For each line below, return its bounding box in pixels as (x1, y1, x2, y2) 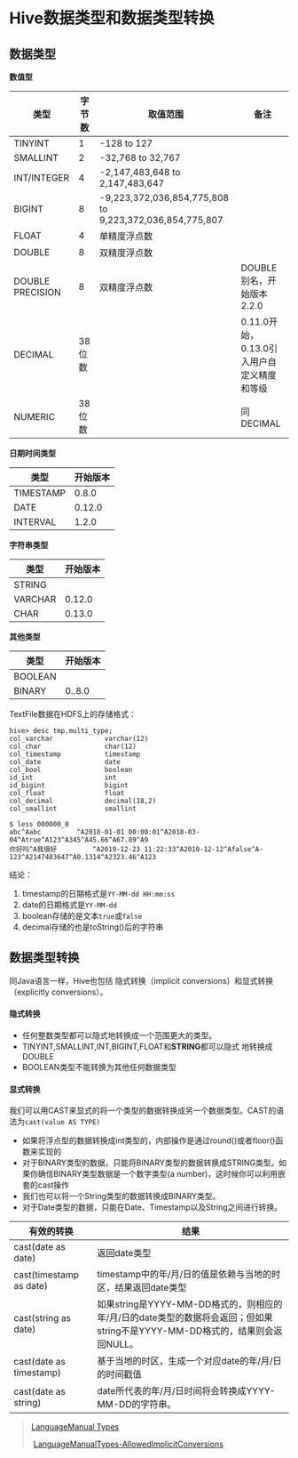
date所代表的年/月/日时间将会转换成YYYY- (97, 1385, 276, 1398)
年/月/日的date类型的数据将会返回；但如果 (97, 1311, 273, 1324)
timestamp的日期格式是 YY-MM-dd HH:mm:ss (21, 889, 176, 898)
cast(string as (13, 1312, 71, 1325)
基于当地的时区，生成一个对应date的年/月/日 (97, 1355, 282, 1367)
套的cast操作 (21, 1180, 69, 1190)
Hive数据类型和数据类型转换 (9, 8, 215, 28)
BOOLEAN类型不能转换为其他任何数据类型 (21, 1062, 176, 1073)
